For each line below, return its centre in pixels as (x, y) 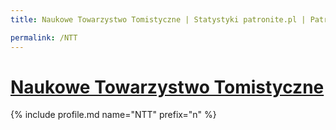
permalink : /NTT (44, 37)
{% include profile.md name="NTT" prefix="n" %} (113, 115)
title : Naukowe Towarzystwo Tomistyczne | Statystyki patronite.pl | (158, 19)
